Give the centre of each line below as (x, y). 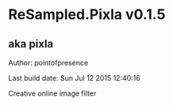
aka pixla (31, 44)
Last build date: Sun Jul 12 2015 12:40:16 (74, 78)
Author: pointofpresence (48, 62)
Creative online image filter (52, 93)
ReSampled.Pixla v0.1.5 (87, 15)
